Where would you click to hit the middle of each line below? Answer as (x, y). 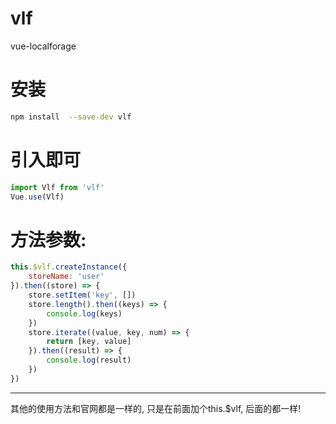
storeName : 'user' (66, 277)
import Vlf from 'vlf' (57, 187)
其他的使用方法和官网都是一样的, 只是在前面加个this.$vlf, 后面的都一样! (156, 408)
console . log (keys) (84, 313)
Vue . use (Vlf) (37, 197)
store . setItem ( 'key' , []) (82, 295)
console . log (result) (89, 360)
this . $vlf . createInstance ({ (69, 267)
